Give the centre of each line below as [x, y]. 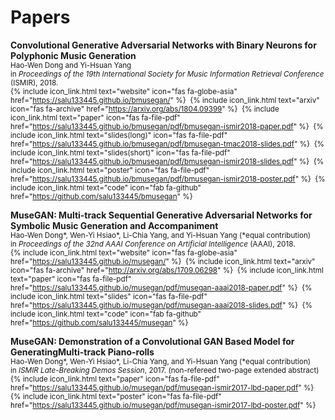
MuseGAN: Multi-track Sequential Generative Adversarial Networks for [161, 215]
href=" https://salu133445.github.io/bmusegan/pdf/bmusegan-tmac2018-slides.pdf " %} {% [167, 144]
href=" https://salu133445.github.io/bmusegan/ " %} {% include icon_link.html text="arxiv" [165, 100]
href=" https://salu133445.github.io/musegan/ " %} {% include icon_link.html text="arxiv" [163, 261]
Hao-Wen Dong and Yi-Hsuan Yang [71, 65]
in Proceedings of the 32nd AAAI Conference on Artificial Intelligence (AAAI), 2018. [153, 244]
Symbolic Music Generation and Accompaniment [114, 225]
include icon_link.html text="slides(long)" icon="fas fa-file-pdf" [119, 135]
